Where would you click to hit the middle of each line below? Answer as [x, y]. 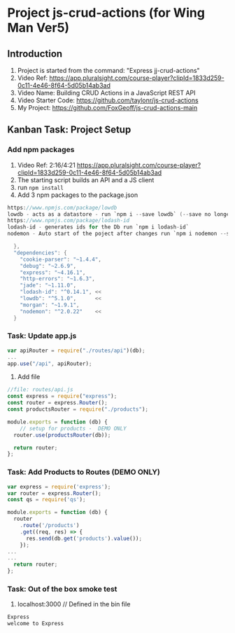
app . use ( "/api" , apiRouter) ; [50, 363]
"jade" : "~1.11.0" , [48, 285]
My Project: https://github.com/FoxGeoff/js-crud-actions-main [107, 108]
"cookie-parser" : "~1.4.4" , [60, 259]
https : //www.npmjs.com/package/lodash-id [69, 221]
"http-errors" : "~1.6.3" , [58, 279]
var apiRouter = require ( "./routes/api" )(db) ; [76, 350]
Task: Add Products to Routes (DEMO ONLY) [84, 472]
